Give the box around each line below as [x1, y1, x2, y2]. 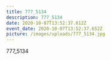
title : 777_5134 [6, 8, 47, 15]
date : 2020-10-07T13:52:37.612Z [6, 20, 87, 26]
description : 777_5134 [6, 14, 63, 20]
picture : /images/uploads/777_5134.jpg [6, 31, 106, 37]
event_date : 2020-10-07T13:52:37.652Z [6, 25, 103, 32]
